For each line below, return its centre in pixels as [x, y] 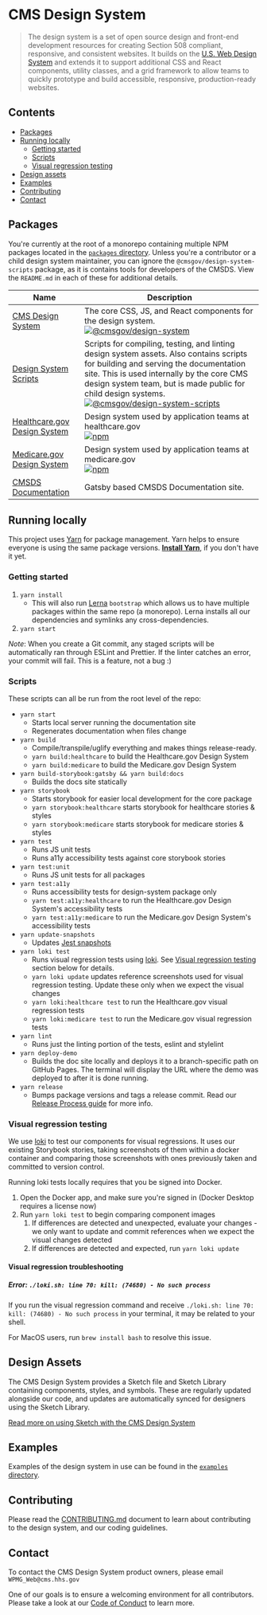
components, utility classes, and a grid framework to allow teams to [138, 70]
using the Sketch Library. [49, 1407]
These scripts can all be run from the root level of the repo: [104, 698]
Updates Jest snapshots [72, 943]
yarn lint [36, 1036]
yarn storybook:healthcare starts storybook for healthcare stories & [143, 807]
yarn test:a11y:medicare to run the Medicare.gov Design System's [141, 917]
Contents [32, 113]
